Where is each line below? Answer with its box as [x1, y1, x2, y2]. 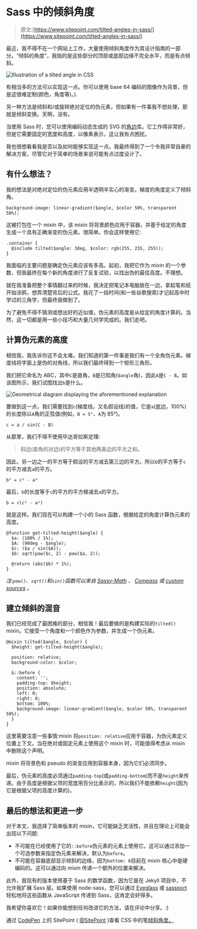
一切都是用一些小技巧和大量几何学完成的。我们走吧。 [21, 316, 150, 323]
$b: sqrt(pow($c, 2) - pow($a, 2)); [11, 551, 101, 557]
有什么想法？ [6, 169, 53, 179]
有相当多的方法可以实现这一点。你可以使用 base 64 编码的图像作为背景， [6, 83, 183, 90]
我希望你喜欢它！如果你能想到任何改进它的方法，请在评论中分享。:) [6, 904, 169, 911]
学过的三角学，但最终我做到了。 [6, 296, 83, 303]
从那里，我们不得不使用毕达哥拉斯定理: [6, 433, 101, 440]
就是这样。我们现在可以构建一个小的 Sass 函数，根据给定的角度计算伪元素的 [6, 511, 191, 518]
